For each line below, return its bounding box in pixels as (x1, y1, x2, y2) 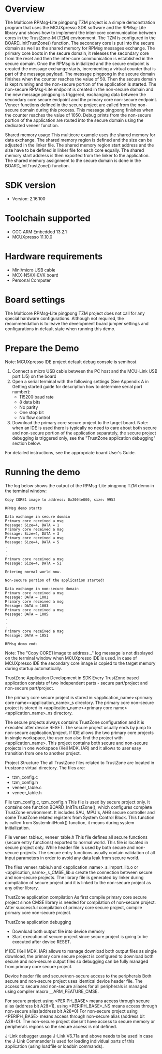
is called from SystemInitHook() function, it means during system (5, 819, 134, 825)
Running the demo (5, 466, 81, 478)
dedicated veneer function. (5, 122, 59, 128)
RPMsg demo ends (5, 641, 38, 646)
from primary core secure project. (5, 963, 73, 969)
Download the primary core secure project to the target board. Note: (12, 419, 148, 425)
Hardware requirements (5, 251, 103, 262)
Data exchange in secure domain (5, 514, 70, 519)
